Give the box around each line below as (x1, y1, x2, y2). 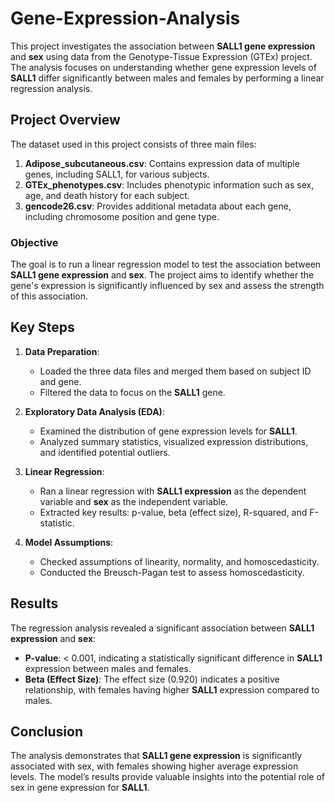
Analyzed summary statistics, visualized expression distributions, (39, 435, 309, 447)
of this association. (10, 290, 89, 302)
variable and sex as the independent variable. (39, 495, 229, 507)
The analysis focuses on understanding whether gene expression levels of (10, 61, 317, 73)
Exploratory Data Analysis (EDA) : (24, 405, 165, 417)
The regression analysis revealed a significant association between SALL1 (10, 622, 315, 634)
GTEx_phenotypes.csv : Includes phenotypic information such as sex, (24, 178, 315, 191)
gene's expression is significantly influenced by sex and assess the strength (10, 280, 325, 292)
